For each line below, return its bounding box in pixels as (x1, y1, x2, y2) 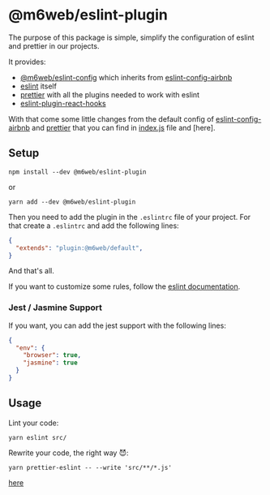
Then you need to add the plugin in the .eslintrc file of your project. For (8, 212, 251, 222)
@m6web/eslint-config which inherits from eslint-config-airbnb (19, 72, 233, 82)
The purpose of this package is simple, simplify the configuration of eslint (8, 32, 255, 42)
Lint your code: (8, 418, 59, 428)
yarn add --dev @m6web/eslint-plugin (8, 197, 136, 206)
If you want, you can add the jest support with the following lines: (8, 321, 227, 330)
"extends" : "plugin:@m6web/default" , (15, 243, 144, 252)
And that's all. (8, 266, 54, 276)
